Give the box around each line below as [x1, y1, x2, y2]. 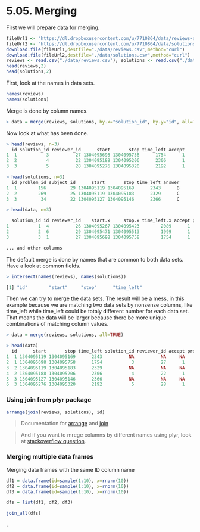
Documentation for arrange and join [20, 420, 109, 427]
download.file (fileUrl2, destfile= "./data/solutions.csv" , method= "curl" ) [6, 52, 190, 58]
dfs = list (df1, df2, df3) [6, 499, 73, 506]
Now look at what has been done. [6, 129, 89, 136]
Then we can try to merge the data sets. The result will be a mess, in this [6, 295, 185, 302]
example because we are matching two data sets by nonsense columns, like [6, 301, 193, 309]
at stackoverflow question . [20, 438, 86, 445]
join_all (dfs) [6, 511, 42, 517]
